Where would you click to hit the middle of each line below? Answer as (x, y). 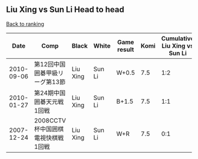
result (126, 49)
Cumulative (178, 38)
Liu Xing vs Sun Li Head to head (65, 10)
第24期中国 (50, 92)
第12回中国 (50, 64)
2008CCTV (50, 120)
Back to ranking (25, 24)
